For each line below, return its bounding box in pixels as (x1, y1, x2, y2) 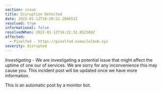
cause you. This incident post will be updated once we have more (5, 67, 138, 73)
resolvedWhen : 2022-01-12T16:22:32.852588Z (5, 30, 95, 35)
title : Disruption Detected (5, 12, 63, 17)
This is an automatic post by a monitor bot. (5, 82, 92, 88)
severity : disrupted (5, 44, 47, 48)
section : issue (5, 7, 36, 12)
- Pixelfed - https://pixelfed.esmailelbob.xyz (9, 39, 109, 44)
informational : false (5, 25, 49, 30)
